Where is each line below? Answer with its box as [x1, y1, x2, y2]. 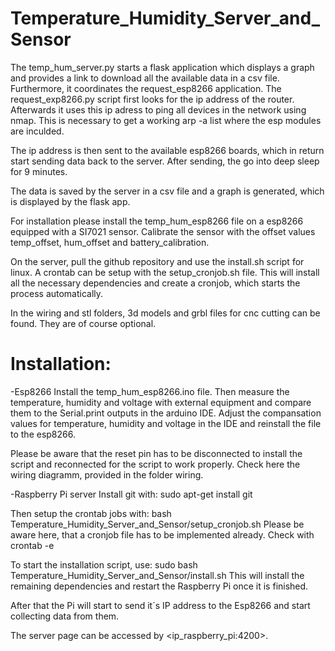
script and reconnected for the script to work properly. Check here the [10, 458, 301, 470]
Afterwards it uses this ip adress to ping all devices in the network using [10, 103, 307, 116]
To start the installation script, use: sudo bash [10, 558, 198, 571]
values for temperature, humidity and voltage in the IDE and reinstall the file [10, 417, 322, 429]
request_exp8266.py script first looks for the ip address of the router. [10, 93, 295, 105]
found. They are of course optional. [10, 317, 157, 329]
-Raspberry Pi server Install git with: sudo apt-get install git [10, 488, 253, 500]
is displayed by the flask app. [10, 195, 131, 207]
